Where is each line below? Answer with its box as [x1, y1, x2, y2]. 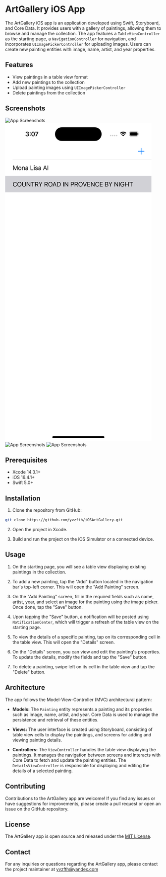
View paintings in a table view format [12, 74, 88, 80]
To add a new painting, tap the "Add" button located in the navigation [12, 578, 154, 584]
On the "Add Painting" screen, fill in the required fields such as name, [12, 593, 154, 599]
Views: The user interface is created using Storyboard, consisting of [12, 726, 153, 732]
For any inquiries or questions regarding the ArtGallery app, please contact [5, 861, 158, 867]
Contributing [5, 782, 46, 791]
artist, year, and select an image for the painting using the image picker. [12, 599, 159, 605]
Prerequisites [5, 456, 48, 464]
